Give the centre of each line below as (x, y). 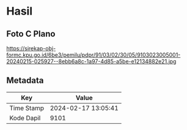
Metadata (25, 81)
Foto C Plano (31, 34)
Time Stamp (27, 108)
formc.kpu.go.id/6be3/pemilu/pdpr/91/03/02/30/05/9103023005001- (94, 55)
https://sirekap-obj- (31, 48)
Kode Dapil (25, 118)
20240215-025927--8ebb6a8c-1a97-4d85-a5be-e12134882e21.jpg (91, 61)
